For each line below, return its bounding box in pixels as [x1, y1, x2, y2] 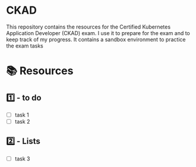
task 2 [14, 118, 30, 125]
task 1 [14, 111, 29, 118]
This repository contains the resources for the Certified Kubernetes [6, 23, 171, 30]
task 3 [14, 155, 30, 162]
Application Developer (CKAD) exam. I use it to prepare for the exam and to [6, 29, 190, 36]
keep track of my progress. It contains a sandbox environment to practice [6, 36, 186, 43]
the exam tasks [6, 42, 43, 49]
